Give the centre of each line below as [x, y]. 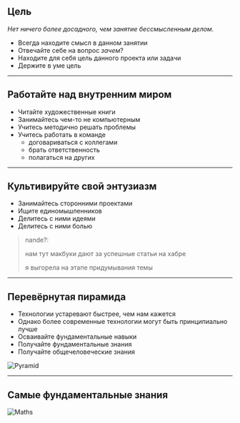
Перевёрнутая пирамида [67, 296]
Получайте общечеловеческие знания [76, 352]
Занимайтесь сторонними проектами [75, 203]
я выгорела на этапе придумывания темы [89, 267]
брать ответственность [64, 150]
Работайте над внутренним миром [90, 95]
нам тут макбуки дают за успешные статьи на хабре [105, 254]
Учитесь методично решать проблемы [77, 127]
